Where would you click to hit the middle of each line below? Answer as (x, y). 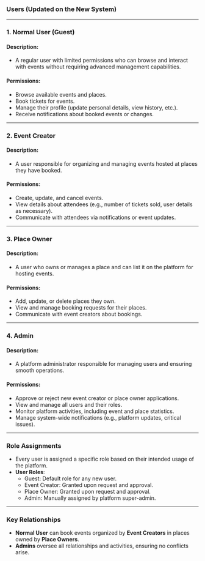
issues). (25, 424)
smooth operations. (40, 370)
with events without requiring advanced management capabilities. (98, 67)
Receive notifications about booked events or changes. (85, 114)
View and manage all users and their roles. (69, 404)
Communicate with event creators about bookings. (79, 314)
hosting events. (34, 273)
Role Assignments (34, 445)
